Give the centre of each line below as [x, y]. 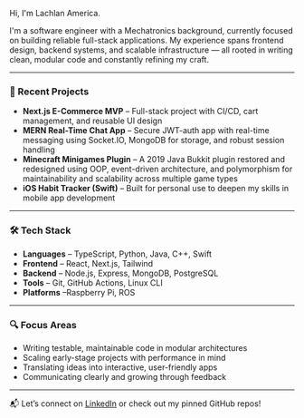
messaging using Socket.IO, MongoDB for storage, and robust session [153, 141]
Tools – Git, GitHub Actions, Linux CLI [92, 282]
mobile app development [69, 198]
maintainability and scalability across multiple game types [130, 179]
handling [39, 150]
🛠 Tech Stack [40, 230]
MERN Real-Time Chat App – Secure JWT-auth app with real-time [146, 131]
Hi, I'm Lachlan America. [55, 13]
